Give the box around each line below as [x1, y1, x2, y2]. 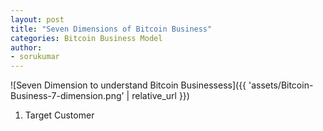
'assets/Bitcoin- [248, 79, 314, 91]
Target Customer [24, 109, 95, 121]
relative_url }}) [131, 90, 190, 102]
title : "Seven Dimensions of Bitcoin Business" [10, 24, 213, 34]
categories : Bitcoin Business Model [10, 33, 163, 43]
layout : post [10, 14, 65, 25]
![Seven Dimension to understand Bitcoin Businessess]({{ [10, 79, 247, 91]
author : [10, 42, 43, 53]
